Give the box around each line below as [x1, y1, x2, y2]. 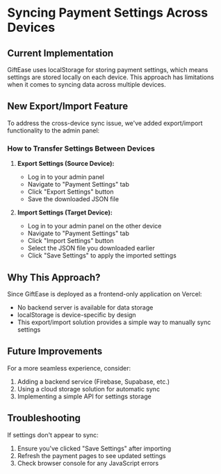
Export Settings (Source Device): [17, 160, 115, 168]
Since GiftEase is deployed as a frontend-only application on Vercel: [7, 289, 202, 298]
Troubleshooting [7, 412, 81, 424]
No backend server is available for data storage [17, 303, 154, 312]
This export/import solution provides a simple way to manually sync [17, 318, 211, 326]
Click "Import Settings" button [27, 237, 114, 245]
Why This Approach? [7, 271, 101, 283]
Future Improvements [7, 346, 103, 357]
